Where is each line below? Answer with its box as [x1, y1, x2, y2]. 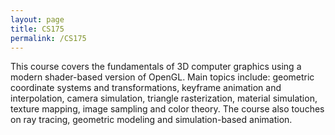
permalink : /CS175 [10, 33, 87, 43]
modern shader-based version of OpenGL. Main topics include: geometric [10, 71, 315, 83]
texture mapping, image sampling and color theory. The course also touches [10, 103, 325, 115]
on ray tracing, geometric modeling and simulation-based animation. [10, 114, 293, 126]
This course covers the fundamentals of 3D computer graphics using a [10, 61, 302, 73]
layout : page [10, 14, 65, 25]
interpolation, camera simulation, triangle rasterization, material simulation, [10, 92, 318, 105]
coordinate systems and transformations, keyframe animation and [10, 82, 282, 94]
